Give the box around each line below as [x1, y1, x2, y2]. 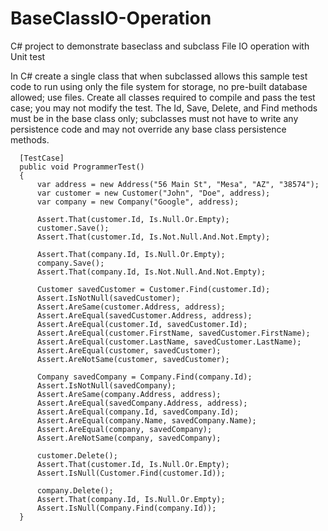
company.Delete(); [36, 485, 114, 496]
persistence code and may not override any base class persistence [10, 123, 287, 135]
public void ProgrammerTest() [19, 162, 145, 172]
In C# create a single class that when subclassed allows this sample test [10, 70, 308, 82]
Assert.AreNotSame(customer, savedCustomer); [36, 354, 230, 364]
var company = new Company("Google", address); [36, 197, 240, 207]
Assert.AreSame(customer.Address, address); [36, 302, 226, 312]
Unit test [10, 50, 46, 62]
